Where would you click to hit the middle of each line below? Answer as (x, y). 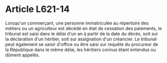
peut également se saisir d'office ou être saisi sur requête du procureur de (82, 44)
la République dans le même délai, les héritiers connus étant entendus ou (80, 49)
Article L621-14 (37, 9)
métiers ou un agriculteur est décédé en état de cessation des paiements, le (83, 28)
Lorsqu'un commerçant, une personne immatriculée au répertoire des (77, 23)
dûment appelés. (22, 55)
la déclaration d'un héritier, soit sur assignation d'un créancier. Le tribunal (81, 39)
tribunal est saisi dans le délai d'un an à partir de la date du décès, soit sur (82, 33)
